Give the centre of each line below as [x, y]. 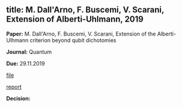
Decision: [19, 98]
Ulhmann [17, 40]
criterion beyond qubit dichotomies [73, 40]
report [14, 87]
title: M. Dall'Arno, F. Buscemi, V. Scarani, [85, 10]
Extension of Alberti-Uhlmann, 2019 [75, 20]
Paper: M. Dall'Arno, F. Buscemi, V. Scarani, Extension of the [81, 34]
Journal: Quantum [29, 52]
